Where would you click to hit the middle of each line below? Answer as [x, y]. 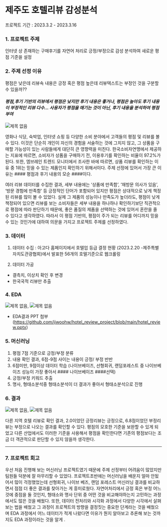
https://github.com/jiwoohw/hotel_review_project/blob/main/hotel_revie [87, 322]
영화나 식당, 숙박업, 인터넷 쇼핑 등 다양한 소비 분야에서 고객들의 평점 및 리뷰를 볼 [83, 136]
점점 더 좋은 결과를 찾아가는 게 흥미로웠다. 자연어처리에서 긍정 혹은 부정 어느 [88, 489]
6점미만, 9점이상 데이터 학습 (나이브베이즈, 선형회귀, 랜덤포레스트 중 [78, 365]
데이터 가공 [23, 265]
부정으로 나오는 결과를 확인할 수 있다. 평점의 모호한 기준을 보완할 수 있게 [84, 426]
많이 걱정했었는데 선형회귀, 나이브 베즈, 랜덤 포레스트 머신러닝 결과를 [81, 482]
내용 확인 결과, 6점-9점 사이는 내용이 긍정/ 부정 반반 [62, 359]
